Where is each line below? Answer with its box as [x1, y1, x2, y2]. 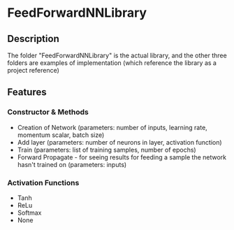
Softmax [17, 208, 42, 217]
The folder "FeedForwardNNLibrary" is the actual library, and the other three [7, 51, 227, 59]
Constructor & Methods [7, 107, 89, 117]
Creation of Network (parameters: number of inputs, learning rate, [17, 123, 207, 131]
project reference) [7, 66, 59, 74]
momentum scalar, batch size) [17, 131, 105, 139]
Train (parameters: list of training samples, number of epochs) [17, 145, 197, 154]
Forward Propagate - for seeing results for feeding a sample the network [17, 152, 227, 161]
